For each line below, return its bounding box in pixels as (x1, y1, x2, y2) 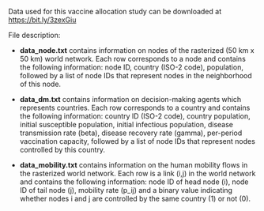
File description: (8, 31, 61, 40)
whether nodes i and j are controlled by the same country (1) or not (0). (19, 194, 251, 203)
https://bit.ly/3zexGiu (8, 15, 77, 24)
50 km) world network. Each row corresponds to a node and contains (19, 55, 247, 63)
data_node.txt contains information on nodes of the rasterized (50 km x (19, 46, 255, 55)
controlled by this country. (19, 145, 105, 154)
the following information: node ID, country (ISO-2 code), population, (19, 62, 243, 72)
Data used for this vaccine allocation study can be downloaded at (8, 7, 222, 16)
